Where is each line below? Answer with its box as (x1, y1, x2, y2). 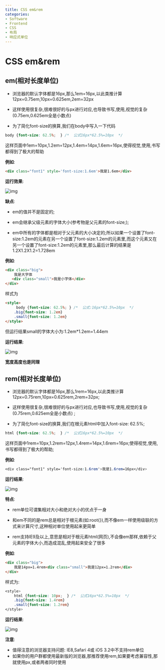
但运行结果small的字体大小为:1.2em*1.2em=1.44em (5, 328, 108, 334)
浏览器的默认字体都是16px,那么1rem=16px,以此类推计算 (12, 388, 124, 394)
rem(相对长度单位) (5, 375, 62, 383)
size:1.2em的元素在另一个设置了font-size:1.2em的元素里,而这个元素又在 (12, 236, 157, 242)
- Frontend (5, 21, 28, 26)
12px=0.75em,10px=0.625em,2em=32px (12, 96, 94, 102)
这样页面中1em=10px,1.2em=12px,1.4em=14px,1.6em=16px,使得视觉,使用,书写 (5, 142, 161, 148)
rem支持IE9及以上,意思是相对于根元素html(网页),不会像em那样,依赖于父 (12, 534, 157, 540)
